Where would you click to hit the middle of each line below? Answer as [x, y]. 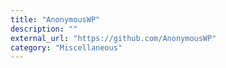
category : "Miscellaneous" [66, 47]
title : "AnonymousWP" [55, 19]
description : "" [44, 29]
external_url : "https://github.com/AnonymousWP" [113, 38]
